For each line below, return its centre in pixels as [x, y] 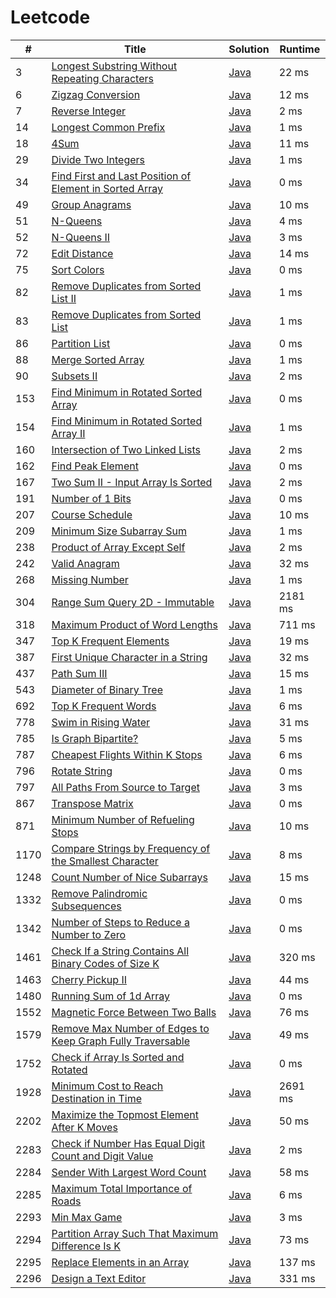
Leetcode [50, 17]
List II [64, 298]
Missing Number [90, 579]
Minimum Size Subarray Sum [119, 531]
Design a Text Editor [99, 1278]
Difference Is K [86, 1246]
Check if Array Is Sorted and [118, 1057]
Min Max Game [87, 1217]
